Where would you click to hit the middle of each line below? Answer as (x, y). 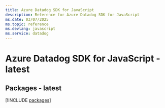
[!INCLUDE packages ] (28, 100)
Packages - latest (34, 88)
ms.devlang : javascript (30, 29)
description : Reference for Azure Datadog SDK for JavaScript (72, 15)
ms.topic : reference (27, 24)
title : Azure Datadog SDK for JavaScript (50, 10)
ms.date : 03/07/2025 (27, 19)
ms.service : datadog (27, 33)
